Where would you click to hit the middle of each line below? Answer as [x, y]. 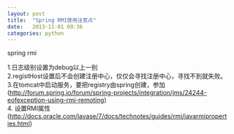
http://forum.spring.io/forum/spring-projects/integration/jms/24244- [108, 93]
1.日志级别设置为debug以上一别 [53, 68]
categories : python [36, 33]
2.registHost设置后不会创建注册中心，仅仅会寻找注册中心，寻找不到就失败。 [117, 76]
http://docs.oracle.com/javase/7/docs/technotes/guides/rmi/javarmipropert [118, 117]
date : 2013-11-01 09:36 [45, 27]
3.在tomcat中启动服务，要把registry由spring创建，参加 [87, 85]
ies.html [19, 124]
